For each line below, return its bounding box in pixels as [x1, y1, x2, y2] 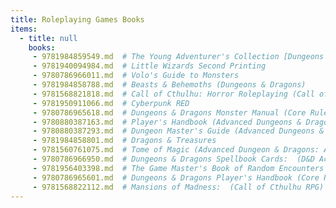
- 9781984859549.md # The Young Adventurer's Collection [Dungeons [32, 52, 325, 62]
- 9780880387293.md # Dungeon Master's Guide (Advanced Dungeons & [32, 126, 325, 136]
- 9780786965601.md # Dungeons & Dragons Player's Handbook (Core [32, 172, 320, 183]
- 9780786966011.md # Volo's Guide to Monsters [32, 71, 240, 81]
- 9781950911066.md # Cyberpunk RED [32, 98, 190, 108]
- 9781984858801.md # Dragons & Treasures [32, 136, 217, 146]
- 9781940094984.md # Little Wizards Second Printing [32, 61, 267, 71]
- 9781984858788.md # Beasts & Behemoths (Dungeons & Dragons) [32, 80, 307, 90]
